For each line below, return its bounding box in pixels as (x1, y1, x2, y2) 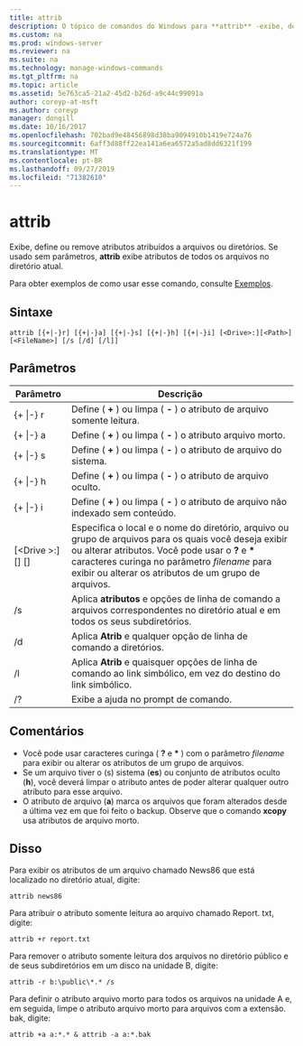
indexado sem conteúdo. (70, 507, 177, 519)
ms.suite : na (9, 55, 59, 64)
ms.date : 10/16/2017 (9, 123, 87, 132)
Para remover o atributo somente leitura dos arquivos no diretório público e (9, 950, 289, 962)
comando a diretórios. (70, 640, 164, 653)
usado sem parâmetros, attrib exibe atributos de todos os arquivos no (9, 251, 270, 262)
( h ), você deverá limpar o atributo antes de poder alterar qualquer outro (22, 776, 289, 787)
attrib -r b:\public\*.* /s (9, 977, 115, 987)
